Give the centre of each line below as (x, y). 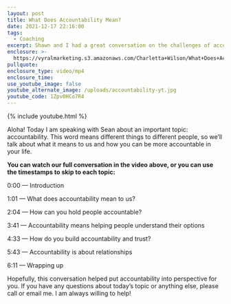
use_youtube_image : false (44, 84)
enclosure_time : (30, 77)
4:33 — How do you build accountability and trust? (79, 239)
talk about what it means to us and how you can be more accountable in (109, 144)
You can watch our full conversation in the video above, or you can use (110, 165)
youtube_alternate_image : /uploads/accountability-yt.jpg (92, 90)
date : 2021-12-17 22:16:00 (46, 26)
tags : (15, 33)
